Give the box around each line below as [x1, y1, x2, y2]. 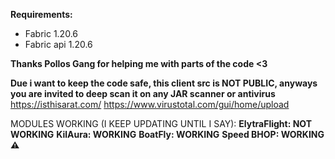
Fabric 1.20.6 [24, 28, 78, 39]
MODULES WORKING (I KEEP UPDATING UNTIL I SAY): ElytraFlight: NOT [10, 118, 313, 129]
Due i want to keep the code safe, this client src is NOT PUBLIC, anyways [10, 77, 318, 89]
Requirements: [10, 9, 73, 20]
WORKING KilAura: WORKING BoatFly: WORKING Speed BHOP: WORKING [10, 129, 325, 140]
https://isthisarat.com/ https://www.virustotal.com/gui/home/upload [10, 99, 290, 110]
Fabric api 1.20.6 [24, 39, 93, 50]
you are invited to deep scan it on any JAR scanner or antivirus [10, 88, 276, 99]
